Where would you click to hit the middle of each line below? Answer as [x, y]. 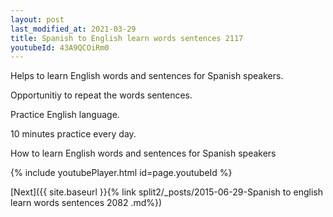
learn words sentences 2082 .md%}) [86, 203]
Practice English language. [65, 115]
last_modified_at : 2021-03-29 [73, 29]
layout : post [37, 19]
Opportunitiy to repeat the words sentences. [101, 95]
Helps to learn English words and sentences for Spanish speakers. [147, 76]
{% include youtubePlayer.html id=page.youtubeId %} [121, 173]
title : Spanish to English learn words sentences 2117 [127, 38]
